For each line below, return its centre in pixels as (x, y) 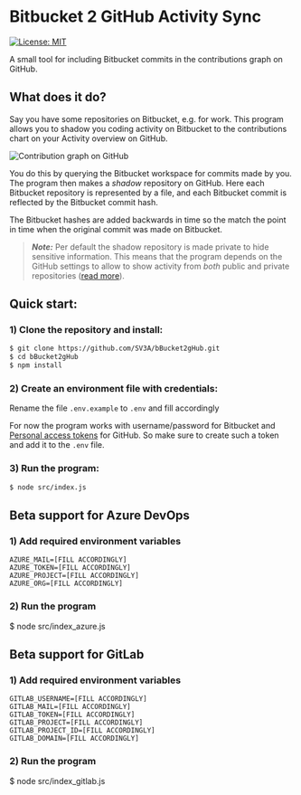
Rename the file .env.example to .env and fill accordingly (114, 408)
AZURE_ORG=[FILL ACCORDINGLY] (66, 584)
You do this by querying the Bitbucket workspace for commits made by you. (150, 173)
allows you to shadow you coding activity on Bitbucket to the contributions (148, 128)
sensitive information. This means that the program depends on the (157, 256)
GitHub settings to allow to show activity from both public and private (160, 266)
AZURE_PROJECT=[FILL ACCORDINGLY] (75, 576)
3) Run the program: (54, 468)
